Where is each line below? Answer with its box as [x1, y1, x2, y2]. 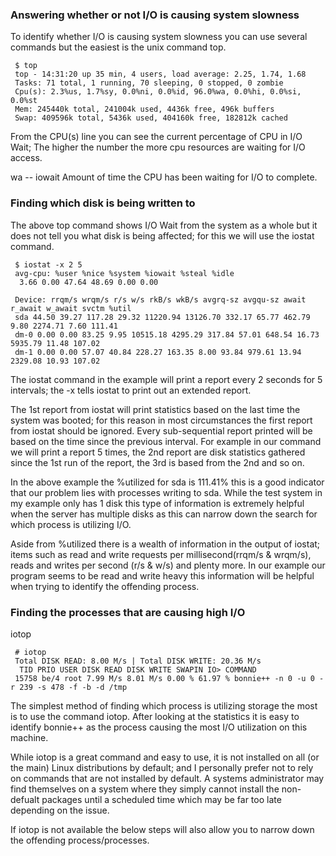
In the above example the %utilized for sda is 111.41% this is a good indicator [10, 476, 325, 488]
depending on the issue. [10, 804, 110, 816]
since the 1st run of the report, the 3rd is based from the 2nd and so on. [10, 456, 305, 468]
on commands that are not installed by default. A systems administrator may [10, 772, 325, 784]
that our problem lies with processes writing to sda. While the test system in [10, 486, 323, 498]
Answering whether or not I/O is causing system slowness [10, 8, 300, 22]
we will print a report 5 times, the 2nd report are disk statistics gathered [10, 446, 306, 458]
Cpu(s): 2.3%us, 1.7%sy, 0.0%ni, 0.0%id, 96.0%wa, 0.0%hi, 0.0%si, [14, 87, 302, 97]
